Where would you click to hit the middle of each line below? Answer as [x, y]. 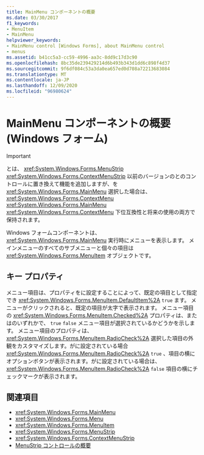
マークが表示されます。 [51, 376]
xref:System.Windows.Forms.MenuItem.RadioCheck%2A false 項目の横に [100, 368]
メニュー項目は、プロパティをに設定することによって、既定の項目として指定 [102, 292]
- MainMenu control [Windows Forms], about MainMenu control [86, 46]
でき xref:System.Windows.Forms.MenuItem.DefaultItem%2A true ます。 [98, 300]
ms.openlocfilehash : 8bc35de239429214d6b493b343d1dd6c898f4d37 [88, 63]
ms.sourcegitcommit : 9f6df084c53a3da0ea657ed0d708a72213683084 [88, 69]
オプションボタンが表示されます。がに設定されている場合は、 [83, 361]
